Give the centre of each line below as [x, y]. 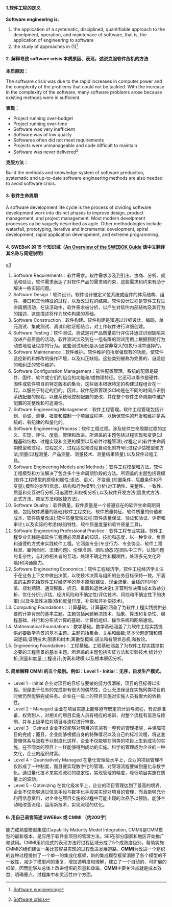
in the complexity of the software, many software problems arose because [84, 92]
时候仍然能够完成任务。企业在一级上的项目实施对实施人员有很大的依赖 [87, 696]
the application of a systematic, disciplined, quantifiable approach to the [89, 29]
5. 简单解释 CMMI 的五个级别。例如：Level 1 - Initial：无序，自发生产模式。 [85, 671]
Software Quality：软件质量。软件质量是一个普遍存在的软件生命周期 [84, 505]
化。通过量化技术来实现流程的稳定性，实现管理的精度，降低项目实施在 [87, 773]
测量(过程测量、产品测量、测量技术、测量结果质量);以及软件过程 [86, 454]
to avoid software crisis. [31, 183]
